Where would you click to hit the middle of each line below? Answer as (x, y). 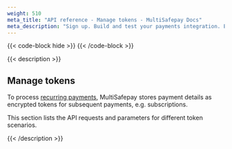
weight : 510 (24, 13)
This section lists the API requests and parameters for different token (105, 118)
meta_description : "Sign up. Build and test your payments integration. (114, 26)
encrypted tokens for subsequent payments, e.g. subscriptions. (97, 104)
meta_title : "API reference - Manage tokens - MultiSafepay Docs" (105, 20)
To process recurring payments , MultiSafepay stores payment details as (109, 98)
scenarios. (22, 125)
